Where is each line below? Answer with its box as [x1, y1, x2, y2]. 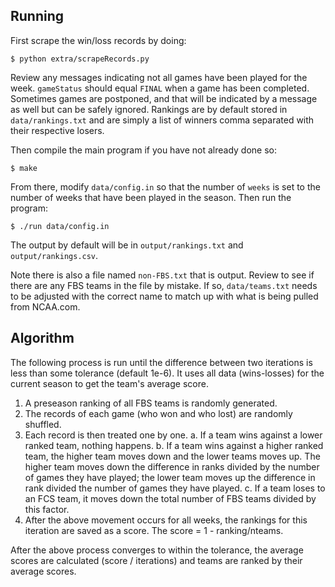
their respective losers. [10, 124, 105, 136]
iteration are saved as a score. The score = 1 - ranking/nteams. [24, 524, 284, 536]
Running [10, 8, 65, 25]
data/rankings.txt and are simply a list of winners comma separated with [10, 114, 315, 126]
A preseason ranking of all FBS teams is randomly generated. [24, 397, 278, 409]
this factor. [24, 503, 70, 515]
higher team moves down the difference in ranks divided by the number [24, 460, 320, 473]
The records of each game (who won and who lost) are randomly [24, 407, 293, 419]
